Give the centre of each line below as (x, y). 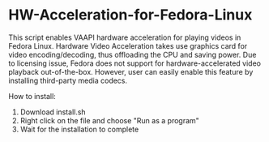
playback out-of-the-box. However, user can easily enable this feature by (131, 71)
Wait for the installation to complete (79, 129)
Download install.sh (53, 112)
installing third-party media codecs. (68, 80)
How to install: (32, 96)
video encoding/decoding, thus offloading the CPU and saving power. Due (132, 54)
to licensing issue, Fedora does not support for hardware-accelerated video (135, 63)
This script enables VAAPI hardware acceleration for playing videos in (125, 37)
